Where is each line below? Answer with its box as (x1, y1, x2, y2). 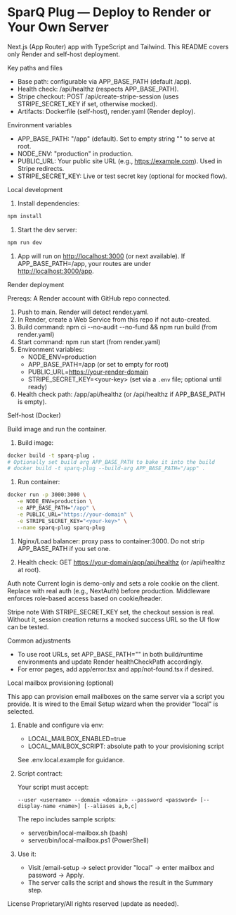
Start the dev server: (17, 225, 77, 234)
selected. (7, 707, 34, 715)
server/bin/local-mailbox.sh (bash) (27, 828, 129, 837)
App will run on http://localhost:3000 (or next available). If (17, 251, 185, 260)
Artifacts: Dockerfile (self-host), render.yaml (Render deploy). (17, 107, 196, 115)
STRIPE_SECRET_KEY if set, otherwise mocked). (17, 99, 158, 108)
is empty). (17, 397, 47, 405)
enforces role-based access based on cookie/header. (7, 594, 163, 602)
